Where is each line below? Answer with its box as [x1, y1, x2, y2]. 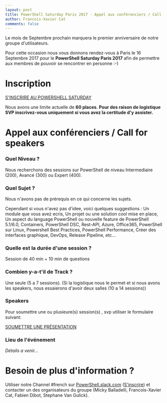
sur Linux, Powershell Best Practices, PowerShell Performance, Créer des [5, 227, 156, 233]
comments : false [5, 21, 39, 26]
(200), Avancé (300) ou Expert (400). [5, 172, 82, 178]
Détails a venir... [5, 348, 38, 354]
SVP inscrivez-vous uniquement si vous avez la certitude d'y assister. [5, 109, 154, 115]
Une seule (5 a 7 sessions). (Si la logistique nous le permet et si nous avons [5, 280, 161, 286]
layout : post [5, 7, 32, 12]
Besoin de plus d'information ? [5, 365, 135, 377]
